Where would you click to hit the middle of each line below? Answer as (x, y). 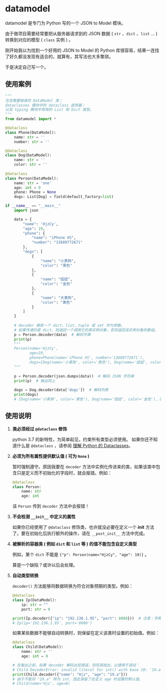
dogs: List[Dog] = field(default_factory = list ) (64, 197)
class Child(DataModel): (38, 647)
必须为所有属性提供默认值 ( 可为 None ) (51, 456)
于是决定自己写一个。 (27, 67)
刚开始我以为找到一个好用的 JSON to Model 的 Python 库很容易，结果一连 (80, 50)
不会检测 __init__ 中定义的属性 (44, 517)
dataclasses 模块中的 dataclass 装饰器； (45, 105)
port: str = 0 (36, 609)
